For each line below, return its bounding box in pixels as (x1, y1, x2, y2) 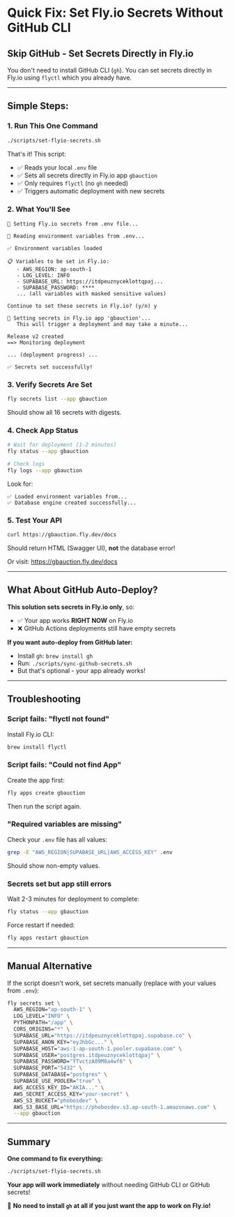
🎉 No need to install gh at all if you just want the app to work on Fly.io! (7, 1202, 211, 1210)
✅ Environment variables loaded (7, 244, 102, 252)
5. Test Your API (7, 515, 63, 525)
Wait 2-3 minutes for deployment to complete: (7, 895, 139, 903)
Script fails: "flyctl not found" (7, 714, 110, 724)
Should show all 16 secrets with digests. (7, 408, 122, 417)
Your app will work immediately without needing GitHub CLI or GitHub (7, 1181, 210, 1189)
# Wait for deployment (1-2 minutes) (7, 441, 117, 448)
